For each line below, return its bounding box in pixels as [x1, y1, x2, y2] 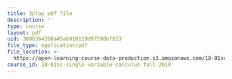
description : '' [7, 16, 54, 23]
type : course [7, 23, 45, 30]
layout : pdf [7, 29, 41, 36]
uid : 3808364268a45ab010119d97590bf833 [7, 36, 122, 43]
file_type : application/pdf [7, 42, 88, 49]
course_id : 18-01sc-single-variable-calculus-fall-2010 [7, 61, 171, 68]
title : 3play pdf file [7, 10, 72, 17]
